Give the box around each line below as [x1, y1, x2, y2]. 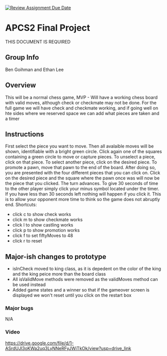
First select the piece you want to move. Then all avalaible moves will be [5, 143, 154, 149]
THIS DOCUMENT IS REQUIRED [5, 38, 71, 44]
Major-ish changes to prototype [5, 252, 106, 261]
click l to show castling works [12, 222, 73, 228]
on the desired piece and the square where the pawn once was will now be [5, 175, 160, 181]
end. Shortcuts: [5, 201, 37, 207]
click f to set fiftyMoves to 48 [12, 232, 73, 238]
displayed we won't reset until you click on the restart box [12, 292, 131, 298]
